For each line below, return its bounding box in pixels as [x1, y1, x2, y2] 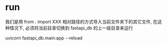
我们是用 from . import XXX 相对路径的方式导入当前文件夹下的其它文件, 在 [5, 18, 157, 24]
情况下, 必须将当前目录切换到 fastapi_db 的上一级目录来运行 [9, 24, 133, 31]
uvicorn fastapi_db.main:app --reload [5, 34, 83, 41]
